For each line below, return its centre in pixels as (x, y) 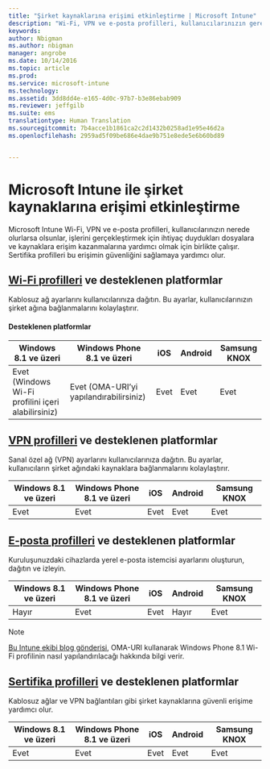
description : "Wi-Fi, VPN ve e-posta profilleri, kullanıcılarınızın (127, 23)
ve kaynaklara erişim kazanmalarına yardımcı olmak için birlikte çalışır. (124, 246)
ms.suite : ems (32, 114)
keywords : (25, 31)
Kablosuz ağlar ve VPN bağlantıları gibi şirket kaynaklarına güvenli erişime (131, 701)
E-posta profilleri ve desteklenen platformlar (122, 540)
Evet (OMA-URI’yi (104, 386)
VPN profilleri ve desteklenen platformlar (113, 440)
